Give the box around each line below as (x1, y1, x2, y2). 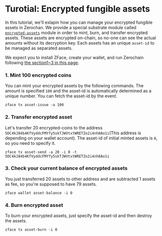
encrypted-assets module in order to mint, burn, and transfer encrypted (5, 30, 148, 35)
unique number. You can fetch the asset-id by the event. (5, 93, 117, 99)
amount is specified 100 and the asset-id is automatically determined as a (5, 88, 152, 94)
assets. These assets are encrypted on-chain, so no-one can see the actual (5, 35, 156, 41)
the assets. (5, 218, 27, 224)
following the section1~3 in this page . (5, 60, 80, 65)
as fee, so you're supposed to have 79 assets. (5, 181, 97, 187)
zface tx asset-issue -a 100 (5, 103, 64, 108)
